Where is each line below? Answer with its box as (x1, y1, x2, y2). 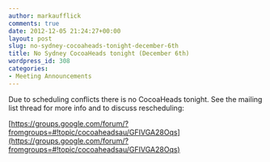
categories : (8, 65, 49, 73)
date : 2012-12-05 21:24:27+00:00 (8, 27, 121, 35)
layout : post (8, 34, 53, 43)
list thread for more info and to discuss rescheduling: (8, 103, 184, 113)
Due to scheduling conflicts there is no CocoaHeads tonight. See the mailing (8, 94, 263, 104)
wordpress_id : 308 (8, 58, 70, 66)
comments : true (8, 19, 60, 28)
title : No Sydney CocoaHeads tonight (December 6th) (8, 49, 190, 58)
